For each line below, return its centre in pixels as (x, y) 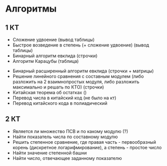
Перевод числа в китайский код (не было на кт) (64, 98)
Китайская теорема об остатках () (50, 92)
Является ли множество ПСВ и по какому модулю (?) (70, 131)
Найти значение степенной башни (50, 153)
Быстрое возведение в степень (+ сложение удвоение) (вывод (81, 45)
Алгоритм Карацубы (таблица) (46, 61)
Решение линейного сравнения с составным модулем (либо (78, 76)
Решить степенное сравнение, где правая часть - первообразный (84, 142)
